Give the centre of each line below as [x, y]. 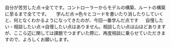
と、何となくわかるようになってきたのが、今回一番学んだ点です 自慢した [84, 20]
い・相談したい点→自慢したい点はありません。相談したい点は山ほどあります [85, 27]
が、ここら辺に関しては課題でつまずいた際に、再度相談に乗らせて [74, 33]
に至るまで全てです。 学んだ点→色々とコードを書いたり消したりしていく [84, 14]
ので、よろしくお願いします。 [40, 39]
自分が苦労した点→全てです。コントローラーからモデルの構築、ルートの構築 [85, 7]
